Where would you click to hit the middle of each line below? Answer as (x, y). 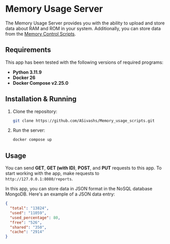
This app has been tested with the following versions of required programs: (84, 62)
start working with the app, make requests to (52, 174)
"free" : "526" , (26, 223)
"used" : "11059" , (28, 213)
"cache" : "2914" (27, 232)
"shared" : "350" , (28, 227)
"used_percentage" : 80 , (35, 217)
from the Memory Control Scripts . (41, 34)
